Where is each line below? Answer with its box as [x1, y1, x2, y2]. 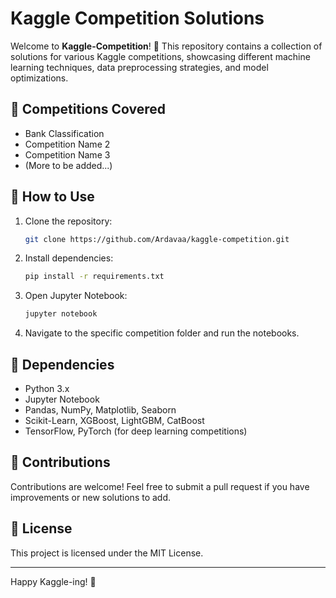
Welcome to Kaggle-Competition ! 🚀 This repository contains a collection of [10, 40, 323, 52]
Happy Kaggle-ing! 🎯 [10, 575, 97, 587]
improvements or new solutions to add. [10, 491, 172, 503]
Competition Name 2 [24, 138, 111, 150]
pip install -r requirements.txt [24, 272, 165, 282]
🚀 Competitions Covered [10, 101, 167, 118]
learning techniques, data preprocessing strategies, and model [10, 61, 269, 73]
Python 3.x [24, 383, 70, 394]
